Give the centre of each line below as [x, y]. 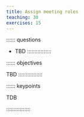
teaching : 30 [22, 17]
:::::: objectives [24, 63]
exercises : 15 [24, 23]
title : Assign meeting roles [42, 12]
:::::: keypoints [23, 86]
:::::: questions [24, 40]
